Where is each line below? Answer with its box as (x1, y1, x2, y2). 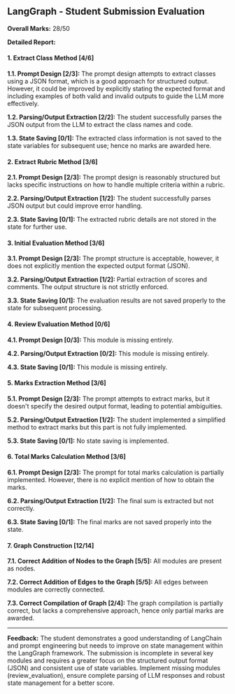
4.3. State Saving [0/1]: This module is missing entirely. (7, 363, 168, 371)
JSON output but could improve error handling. (7, 201, 143, 210)
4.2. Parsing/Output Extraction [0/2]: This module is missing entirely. (7, 349, 209, 357)
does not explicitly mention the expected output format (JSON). (7, 262, 190, 270)
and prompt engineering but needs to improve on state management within (7, 641, 223, 650)
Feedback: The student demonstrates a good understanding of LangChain (7, 634, 222, 643)
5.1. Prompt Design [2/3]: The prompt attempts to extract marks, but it (7, 394, 211, 403)
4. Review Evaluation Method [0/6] (7, 320, 111, 328)
